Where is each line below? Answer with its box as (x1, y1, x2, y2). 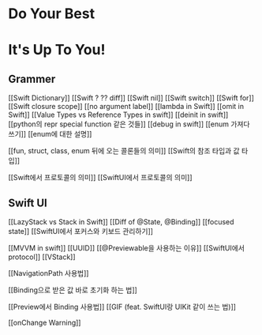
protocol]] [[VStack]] (8, 252, 77, 262)
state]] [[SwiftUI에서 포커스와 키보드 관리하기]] (8, 227, 154, 235)
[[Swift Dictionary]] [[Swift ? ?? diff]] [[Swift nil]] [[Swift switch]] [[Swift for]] (8, 93, 255, 103)
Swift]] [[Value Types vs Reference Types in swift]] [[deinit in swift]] (8, 110, 229, 119)
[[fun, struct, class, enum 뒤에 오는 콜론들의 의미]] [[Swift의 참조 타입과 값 (8, 146, 240, 156)
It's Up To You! (8, 41, 106, 59)
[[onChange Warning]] (8, 318, 81, 327)
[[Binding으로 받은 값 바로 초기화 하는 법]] (8, 285, 138, 295)
